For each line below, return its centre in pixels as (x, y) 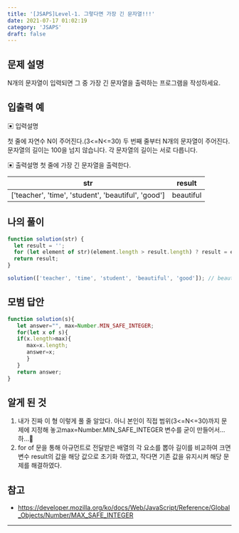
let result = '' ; (39, 246)
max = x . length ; (47, 346)
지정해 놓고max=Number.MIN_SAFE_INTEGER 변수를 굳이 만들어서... (128, 430)
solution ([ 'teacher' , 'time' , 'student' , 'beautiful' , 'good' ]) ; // (111, 278)
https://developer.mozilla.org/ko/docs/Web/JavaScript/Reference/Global (124, 508)
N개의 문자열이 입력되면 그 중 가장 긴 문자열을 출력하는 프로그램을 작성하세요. (114, 83)
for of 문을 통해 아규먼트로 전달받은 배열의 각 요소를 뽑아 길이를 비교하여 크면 (124, 448)
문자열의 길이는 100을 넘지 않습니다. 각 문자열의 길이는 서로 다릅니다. (102, 149)
